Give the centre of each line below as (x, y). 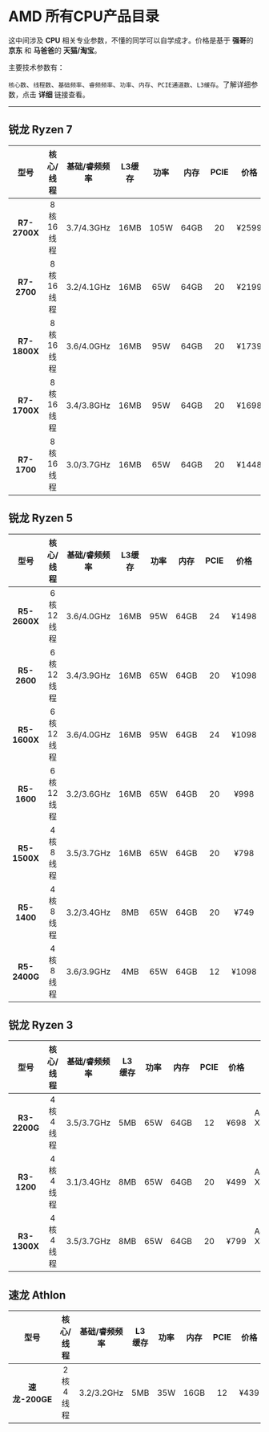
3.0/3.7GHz (88, 464)
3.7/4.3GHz (88, 227)
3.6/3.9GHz (88, 971)
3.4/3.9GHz (88, 675)
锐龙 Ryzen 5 (41, 518)
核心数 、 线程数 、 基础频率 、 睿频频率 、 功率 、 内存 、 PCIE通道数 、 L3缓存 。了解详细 (130, 84)
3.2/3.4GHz (88, 912)
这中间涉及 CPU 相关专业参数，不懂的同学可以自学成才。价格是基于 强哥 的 (131, 40)
